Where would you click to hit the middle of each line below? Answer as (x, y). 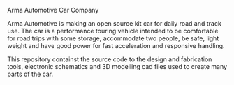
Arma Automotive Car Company (53, 10)
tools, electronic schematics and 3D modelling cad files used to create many (117, 67)
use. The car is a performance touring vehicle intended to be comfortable (113, 31)
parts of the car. (30, 74)
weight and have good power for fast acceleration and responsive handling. (116, 46)
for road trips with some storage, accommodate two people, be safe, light (113, 38)
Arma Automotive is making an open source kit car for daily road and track (114, 23)
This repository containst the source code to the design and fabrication (110, 59)
